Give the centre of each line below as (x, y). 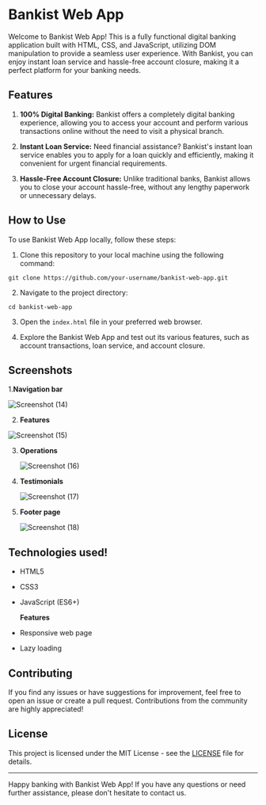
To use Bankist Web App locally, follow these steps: (92, 239)
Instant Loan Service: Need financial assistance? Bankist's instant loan (136, 146)
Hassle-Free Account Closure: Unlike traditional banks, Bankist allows (135, 178)
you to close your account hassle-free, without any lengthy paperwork (135, 187)
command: (37, 263)
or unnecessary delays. (58, 195)
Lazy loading (40, 648)
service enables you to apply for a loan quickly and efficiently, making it (137, 155)
